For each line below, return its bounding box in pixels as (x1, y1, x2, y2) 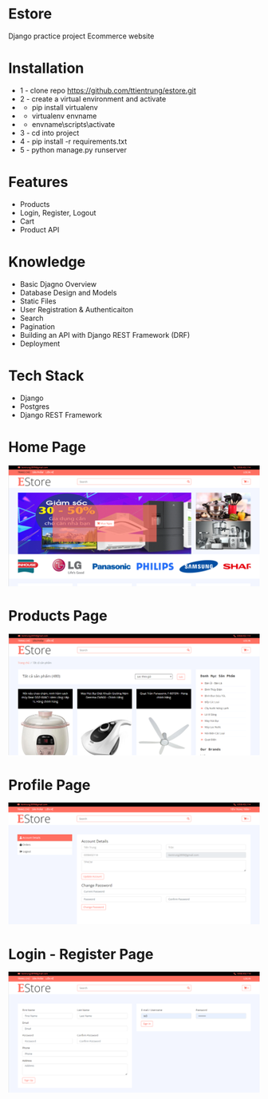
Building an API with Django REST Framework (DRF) (19, 330, 191, 339)
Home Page (8, 438, 86, 456)
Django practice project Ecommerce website (8, 31, 155, 41)
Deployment (19, 339, 61, 348)
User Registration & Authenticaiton (19, 304, 134, 314)
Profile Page (8, 776, 91, 794)
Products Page (8, 606, 108, 625)
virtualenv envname (31, 111, 97, 121)
